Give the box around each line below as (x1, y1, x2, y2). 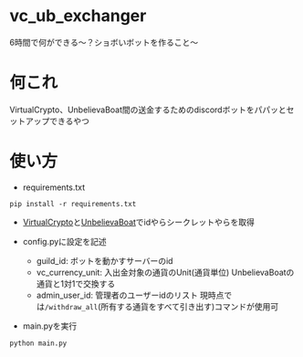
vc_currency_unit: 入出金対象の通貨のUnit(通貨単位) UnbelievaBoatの (36, 267, 295, 278)
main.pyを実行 (22, 320, 78, 331)
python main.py (9, 339, 68, 348)
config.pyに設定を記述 (22, 236, 107, 247)
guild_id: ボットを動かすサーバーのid (36, 255, 173, 266)
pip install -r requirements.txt (9, 199, 137, 208)
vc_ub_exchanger (9, 5, 147, 26)
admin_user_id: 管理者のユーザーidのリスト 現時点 (36, 289, 225, 300)
